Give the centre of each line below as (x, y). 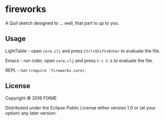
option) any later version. (31, 113)
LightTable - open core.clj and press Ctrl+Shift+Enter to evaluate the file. (83, 50)
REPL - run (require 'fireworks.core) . (46, 70)
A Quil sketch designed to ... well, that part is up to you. (62, 23)
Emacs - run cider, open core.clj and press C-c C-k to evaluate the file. (79, 60)
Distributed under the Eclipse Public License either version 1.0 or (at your (80, 107)
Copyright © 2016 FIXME (31, 98)
